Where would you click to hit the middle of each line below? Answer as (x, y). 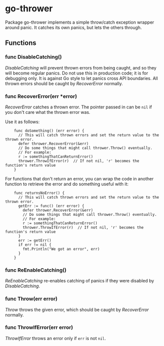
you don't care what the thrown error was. (48, 112)
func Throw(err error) (31, 299)
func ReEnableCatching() (36, 270)
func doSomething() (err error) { (49, 131)
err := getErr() (35, 240)
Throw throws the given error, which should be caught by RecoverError (77, 310)
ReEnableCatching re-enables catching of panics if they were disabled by (80, 281)
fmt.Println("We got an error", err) (61, 249)
